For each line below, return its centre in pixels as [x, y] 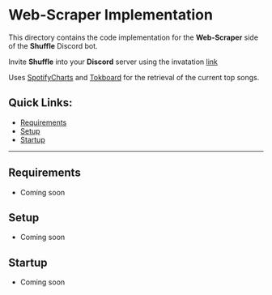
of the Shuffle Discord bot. [53, 45]
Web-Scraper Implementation [110, 15]
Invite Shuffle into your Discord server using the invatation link [113, 62]
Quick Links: [40, 103]
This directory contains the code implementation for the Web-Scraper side [134, 37]
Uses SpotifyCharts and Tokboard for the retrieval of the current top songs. [134, 77]
